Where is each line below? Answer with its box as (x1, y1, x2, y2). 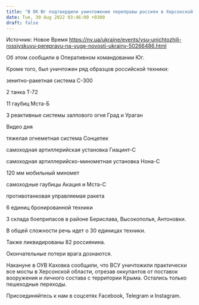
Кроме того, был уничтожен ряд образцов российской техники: (6, 66, 169, 73)
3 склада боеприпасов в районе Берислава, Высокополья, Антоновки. (6, 216, 186, 223)
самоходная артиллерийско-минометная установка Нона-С (6, 158, 160, 165)
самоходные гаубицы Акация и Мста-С (6, 181, 106, 188)
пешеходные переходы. (6, 281, 67, 288)
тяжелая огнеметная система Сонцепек (6, 135, 109, 142)
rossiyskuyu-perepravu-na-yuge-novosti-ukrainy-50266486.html (6, 42, 167, 49)
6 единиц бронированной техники (6, 204, 94, 211)
